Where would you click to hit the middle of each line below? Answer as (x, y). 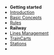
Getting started (26, 7)
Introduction (22, 12)
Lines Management (29, 33)
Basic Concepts (26, 17)
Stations (18, 43)
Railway (18, 28)
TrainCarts (20, 38)
